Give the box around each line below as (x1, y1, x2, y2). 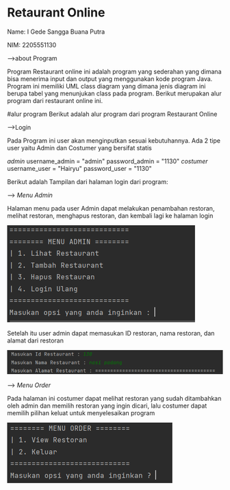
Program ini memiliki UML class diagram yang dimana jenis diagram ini (7, 82, 206, 90)
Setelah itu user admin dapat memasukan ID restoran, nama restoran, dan (7, 329, 215, 337)
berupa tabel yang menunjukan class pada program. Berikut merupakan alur (7, 89, 222, 97)
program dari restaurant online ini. (7, 96, 103, 104)
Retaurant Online (7, 5, 105, 21)
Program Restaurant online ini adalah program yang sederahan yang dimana (7, 67, 222, 75)
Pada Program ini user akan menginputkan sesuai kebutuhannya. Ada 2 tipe (7, 136, 221, 145)
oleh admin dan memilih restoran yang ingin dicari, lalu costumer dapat (7, 401, 207, 410)
